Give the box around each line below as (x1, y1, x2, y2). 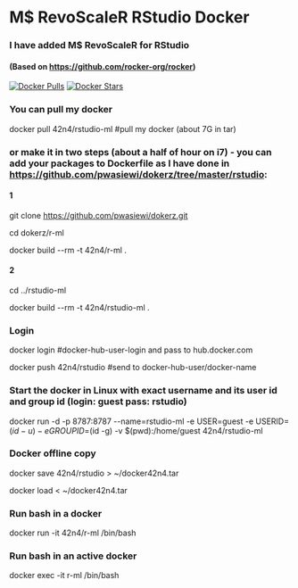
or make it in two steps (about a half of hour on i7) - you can (9, 145, 272, 158)
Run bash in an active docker (9, 550, 137, 562)
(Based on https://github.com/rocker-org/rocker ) (9, 61, 196, 71)
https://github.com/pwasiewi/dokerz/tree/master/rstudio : (9, 168, 268, 180)
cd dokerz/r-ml (9, 227, 64, 238)
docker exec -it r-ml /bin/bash (9, 570, 120, 581)
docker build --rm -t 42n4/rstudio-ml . (9, 302, 150, 312)
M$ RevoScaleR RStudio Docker (9, 7, 250, 28)
